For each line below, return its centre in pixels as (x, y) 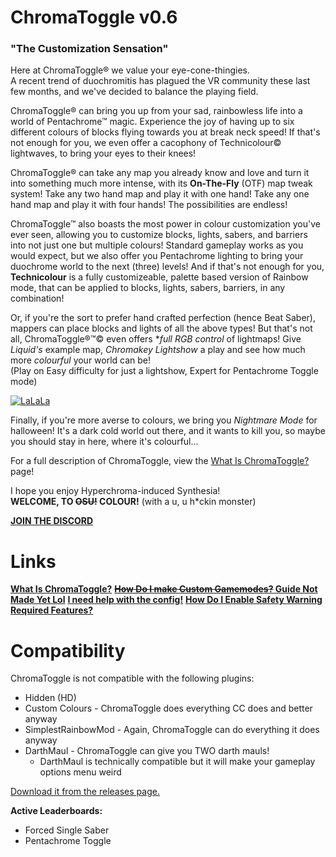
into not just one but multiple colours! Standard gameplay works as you (157, 245)
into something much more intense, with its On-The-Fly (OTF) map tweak (161, 183)
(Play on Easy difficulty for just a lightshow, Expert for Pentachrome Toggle (164, 371)
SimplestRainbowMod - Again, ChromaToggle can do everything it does (172, 730)
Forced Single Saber (67, 830)
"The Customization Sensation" (89, 49)
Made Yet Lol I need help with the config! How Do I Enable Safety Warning (166, 600)
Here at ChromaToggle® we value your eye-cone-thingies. (130, 70)
